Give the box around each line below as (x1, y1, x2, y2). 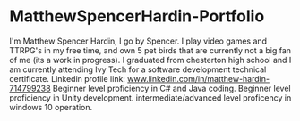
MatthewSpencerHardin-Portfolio (9, 6, 265, 27)
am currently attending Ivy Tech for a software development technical (9, 64, 267, 75)
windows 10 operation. (9, 101, 93, 112)
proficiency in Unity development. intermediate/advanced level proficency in (9, 92, 292, 103)
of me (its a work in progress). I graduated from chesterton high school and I (9, 54, 292, 65)
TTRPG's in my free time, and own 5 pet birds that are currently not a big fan (9, 44, 292, 55)
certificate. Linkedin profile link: (9, 73, 125, 84)
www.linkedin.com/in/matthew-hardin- (126, 73, 270, 84)
